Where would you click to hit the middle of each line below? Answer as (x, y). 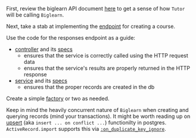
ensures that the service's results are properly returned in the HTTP (107, 68)
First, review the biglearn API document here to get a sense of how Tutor (96, 9)
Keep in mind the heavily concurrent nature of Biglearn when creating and (97, 110)
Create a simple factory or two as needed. (58, 98)
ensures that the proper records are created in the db (89, 87)
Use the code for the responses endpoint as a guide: (71, 38)
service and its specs (41, 81)
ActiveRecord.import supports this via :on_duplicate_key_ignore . (86, 129)
